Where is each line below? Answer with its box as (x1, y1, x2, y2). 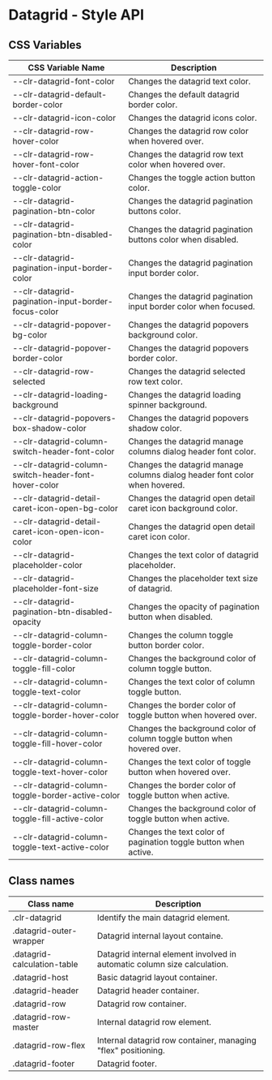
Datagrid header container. (96, 984, 200, 996)
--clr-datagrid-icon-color (12, 112, 116, 123)
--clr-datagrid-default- (12, 89, 108, 100)
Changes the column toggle (128, 630, 233, 640)
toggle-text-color (12, 686, 81, 697)
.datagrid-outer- (12, 925, 78, 936)
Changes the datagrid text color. (128, 75, 251, 87)
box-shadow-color (12, 423, 87, 433)
